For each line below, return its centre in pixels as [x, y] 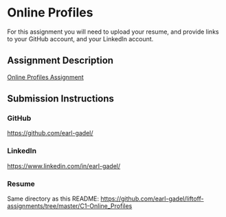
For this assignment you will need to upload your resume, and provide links [113, 32]
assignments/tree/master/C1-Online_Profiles [70, 206]
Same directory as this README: [53, 199]
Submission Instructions [61, 99]
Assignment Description [60, 61]
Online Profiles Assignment [45, 77]
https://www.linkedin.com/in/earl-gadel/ [64, 165]
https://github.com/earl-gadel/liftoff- [152, 199]
